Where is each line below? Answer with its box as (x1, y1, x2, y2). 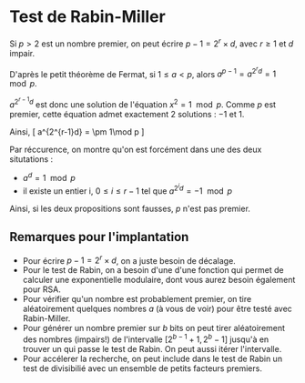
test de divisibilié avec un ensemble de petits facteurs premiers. (22, 363, 262, 374)
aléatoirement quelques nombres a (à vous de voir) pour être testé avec (22, 303, 293, 315)
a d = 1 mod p (22, 171, 76, 184)
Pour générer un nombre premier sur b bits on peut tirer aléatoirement (22, 323, 285, 334)
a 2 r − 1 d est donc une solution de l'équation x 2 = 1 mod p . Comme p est (9, 96, 276, 110)
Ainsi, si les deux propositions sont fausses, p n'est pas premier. (9, 203, 250, 214)
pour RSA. (22, 284, 61, 295)
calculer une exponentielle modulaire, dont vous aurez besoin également (22, 275, 296, 286)
